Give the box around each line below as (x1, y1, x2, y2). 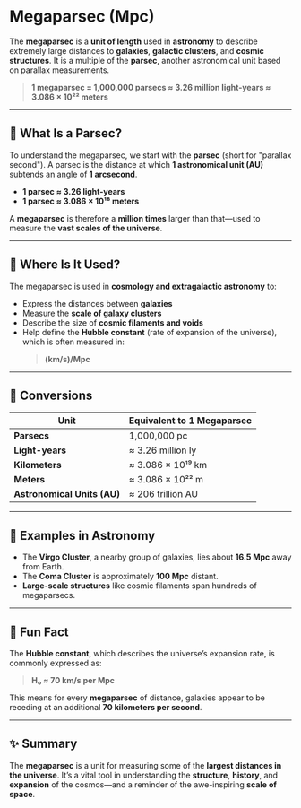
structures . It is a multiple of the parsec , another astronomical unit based (9, 55, 281, 65)
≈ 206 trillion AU (128, 488, 199, 500)
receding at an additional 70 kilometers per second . (9, 702, 202, 712)
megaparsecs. (21, 590, 76, 601)
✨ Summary (9, 736, 78, 752)
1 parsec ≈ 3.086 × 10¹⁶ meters (21, 195, 140, 206)
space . (9, 788, 36, 799)
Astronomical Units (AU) (13, 488, 121, 500)
